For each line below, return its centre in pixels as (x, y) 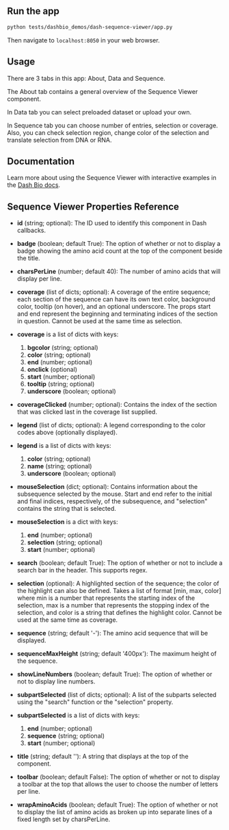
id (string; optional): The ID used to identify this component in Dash (112, 223)
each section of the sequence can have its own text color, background (116, 299)
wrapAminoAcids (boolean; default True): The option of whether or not (118, 805)
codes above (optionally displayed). (67, 432)
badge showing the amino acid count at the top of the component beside (120, 251)
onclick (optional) (52, 370)
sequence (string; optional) (66, 736)
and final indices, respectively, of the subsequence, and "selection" (112, 501)
